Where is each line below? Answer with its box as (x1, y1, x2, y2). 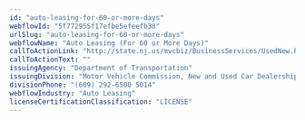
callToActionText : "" (9, 55, 92, 64)
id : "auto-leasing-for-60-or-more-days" (9, 13, 165, 23)
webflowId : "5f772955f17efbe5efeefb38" (9, 22, 161, 31)
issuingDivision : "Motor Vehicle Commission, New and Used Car (9, 72, 254, 81)
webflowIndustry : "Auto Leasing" (9, 88, 136, 97)
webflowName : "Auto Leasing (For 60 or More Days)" (9, 38, 209, 48)
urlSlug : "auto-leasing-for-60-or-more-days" (9, 30, 184, 39)
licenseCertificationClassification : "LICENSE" (9, 97, 193, 106)
